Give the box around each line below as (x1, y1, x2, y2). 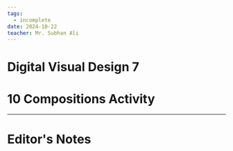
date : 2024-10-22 (7, 23, 58, 30)
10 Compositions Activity (7, 91, 155, 107)
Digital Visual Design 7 (7, 60, 140, 75)
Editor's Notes (7, 131, 92, 147)
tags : (7, 10, 23, 17)
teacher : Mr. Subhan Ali (7, 29, 79, 37)
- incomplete (13, 17, 51, 24)
